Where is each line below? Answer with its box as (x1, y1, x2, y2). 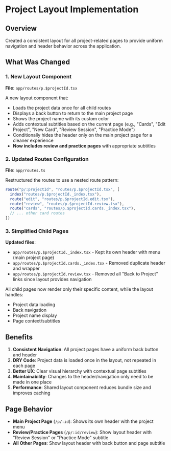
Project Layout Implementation (5, 4, 139, 15)
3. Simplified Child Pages (5, 228, 69, 235)
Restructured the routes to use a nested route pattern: (5, 177, 119, 183)
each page (12, 362, 36, 369)
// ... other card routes (10, 211, 65, 216)
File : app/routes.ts (5, 167, 46, 173)
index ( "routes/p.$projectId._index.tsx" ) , (10, 191, 102, 197)
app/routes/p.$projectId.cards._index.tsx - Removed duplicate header (12, 260, 166, 266)
